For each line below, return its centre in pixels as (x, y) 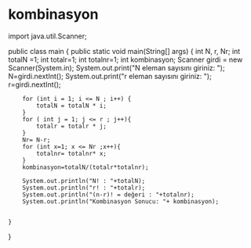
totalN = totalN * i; (72, 106)
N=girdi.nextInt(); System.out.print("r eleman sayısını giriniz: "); (110, 76)
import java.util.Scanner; (48, 36)
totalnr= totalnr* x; (72, 153)
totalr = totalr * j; (72, 126)
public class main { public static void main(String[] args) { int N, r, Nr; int (124, 51)
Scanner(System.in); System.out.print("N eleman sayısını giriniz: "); (116, 67)
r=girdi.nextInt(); (35, 84)
